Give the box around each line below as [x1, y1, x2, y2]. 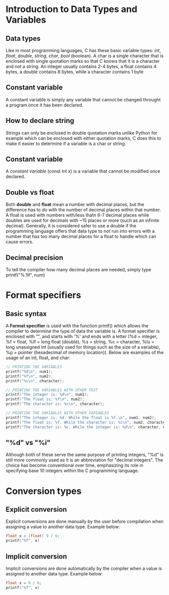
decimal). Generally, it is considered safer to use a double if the [6, 223, 137, 229]
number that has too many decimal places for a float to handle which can [6, 233, 157, 239]
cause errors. [6, 239, 34, 245]
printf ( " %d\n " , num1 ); [6, 369, 53, 374]
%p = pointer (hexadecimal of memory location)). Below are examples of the [6, 350, 164, 356]
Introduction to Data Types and [6, 4, 137, 15]
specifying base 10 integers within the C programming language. [6, 468, 139, 474]
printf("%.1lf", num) [6, 272, 45, 278]
